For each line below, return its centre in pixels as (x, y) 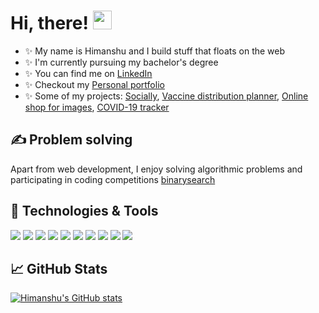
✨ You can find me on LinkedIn (88, 73)
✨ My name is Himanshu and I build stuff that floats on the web (155, 51)
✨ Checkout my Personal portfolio (94, 84)
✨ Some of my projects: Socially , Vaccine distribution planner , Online (166, 96)
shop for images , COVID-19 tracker (97, 107)
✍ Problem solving (71, 140)
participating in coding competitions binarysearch (113, 179)
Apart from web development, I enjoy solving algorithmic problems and (156, 169)
